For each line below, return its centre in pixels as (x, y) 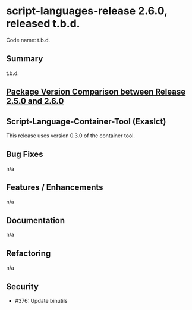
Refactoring (29, 253)
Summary (25, 59)
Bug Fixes (25, 154)
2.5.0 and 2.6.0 (35, 101)
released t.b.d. (43, 24)
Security (22, 286)
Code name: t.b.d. (28, 40)
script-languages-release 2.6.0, (87, 11)
